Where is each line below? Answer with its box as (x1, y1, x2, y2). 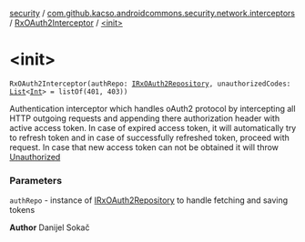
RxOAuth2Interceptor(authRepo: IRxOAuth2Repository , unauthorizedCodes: (9, 79, 291, 88)
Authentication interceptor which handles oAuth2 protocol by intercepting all (9, 103, 296, 114)
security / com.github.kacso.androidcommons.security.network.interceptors (9, 8, 296, 18)
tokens (9, 205, 36, 216)
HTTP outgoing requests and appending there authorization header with (9, 113, 280, 124)
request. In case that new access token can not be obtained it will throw (9, 141, 280, 153)
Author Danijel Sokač (9, 222, 90, 233)
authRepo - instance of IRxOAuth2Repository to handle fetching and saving (9, 195, 289, 206)
